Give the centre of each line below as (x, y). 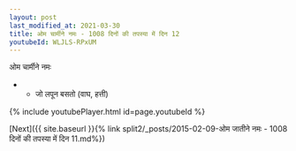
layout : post (33, 17)
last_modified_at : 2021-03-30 (65, 26)
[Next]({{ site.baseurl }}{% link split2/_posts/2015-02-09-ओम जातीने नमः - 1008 (148, 129)
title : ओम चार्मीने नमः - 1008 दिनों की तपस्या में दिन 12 (95, 34)
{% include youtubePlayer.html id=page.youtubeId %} (107, 112)
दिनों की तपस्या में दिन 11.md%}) (57, 139)
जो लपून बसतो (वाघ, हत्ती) (72, 94)
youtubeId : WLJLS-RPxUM (53, 42)
